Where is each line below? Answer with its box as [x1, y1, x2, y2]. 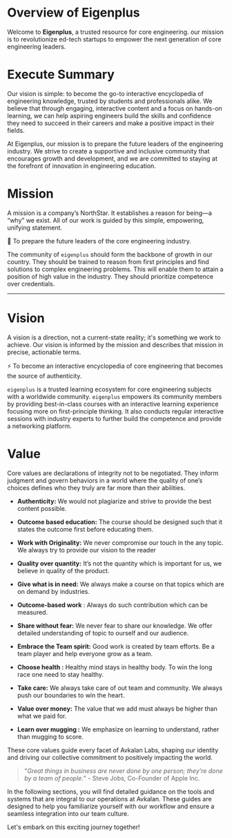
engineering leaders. [7, 42, 66, 50]
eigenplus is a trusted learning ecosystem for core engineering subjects [7, 385, 212, 393]
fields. [7, 126, 26, 134]
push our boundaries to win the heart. [17, 691, 125, 699]
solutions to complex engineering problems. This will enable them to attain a [7, 265, 224, 273]
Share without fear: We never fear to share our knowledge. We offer [17, 621, 213, 630]
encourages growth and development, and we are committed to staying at [7, 154, 217, 162]
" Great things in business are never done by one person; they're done [23, 766, 223, 775]
